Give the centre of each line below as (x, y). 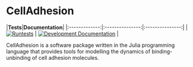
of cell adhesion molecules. (65, 58)
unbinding (18, 58)
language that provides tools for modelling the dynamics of (78, 51)
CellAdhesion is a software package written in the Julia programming (91, 45)
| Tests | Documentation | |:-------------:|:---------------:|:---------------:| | (97, 27)
